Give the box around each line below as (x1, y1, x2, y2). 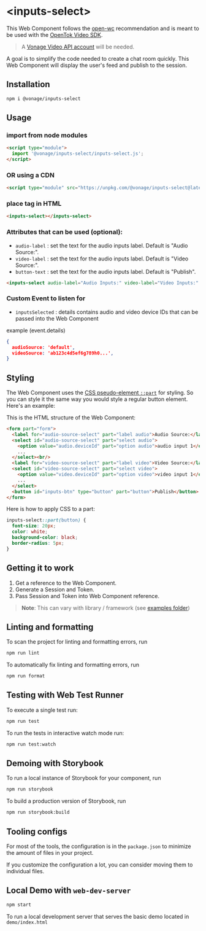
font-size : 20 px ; (12, 523, 56, 529)
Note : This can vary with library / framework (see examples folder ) (21, 604, 190, 612)
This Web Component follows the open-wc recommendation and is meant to (6, 25, 199, 32)
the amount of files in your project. (6, 849, 94, 856)
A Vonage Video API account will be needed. (21, 43, 135, 50)
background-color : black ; (12, 534, 78, 541)
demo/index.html (6, 919, 48, 925)
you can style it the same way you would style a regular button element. (6, 395, 188, 403)
